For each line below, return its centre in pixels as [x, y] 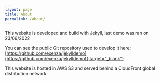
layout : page [19, 10]
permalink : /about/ [25, 19]
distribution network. [27, 74]
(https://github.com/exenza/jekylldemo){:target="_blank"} [65, 59]
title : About [19, 14]
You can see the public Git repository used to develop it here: [68, 48]
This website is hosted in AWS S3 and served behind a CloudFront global [80, 68]
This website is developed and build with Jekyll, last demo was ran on [77, 33]
